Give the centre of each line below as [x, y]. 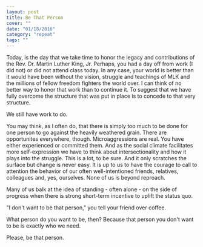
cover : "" [19, 23]
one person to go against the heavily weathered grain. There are [87, 132]
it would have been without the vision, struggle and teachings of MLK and [98, 77]
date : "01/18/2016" [31, 29]
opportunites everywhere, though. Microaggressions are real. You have [95, 139]
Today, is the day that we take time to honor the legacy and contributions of [101, 57]
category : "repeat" [31, 35]
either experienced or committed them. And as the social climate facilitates [100, 145]
